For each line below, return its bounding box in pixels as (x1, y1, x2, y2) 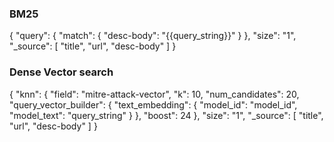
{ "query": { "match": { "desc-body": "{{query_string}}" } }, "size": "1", (9, 30, 297, 42)
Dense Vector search (9, 65, 114, 79)
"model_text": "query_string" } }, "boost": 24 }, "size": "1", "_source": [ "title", (9, 109, 324, 121)
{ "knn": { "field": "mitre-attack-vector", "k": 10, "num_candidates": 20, (9, 88, 300, 100)
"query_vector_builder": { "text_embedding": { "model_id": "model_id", (9, 98, 298, 111)
